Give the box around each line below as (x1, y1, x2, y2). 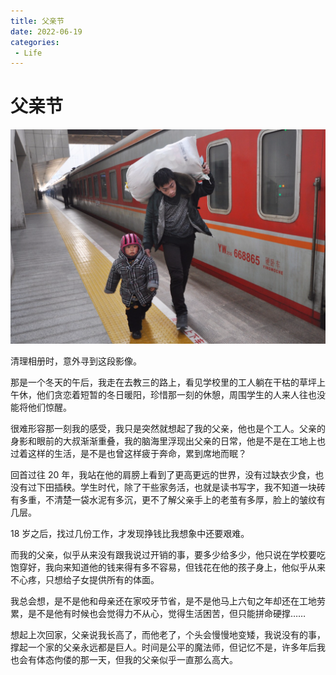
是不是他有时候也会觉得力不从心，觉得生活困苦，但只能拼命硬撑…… (27, 607, 307, 619)
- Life (14, 48, 43, 58)
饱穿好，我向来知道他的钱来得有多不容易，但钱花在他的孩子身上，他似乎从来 (10, 561, 326, 573)
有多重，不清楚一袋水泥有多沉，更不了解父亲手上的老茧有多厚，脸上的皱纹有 (10, 493, 326, 505)
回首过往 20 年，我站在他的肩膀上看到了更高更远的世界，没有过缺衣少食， (10, 468, 316, 480)
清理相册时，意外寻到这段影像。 (10, 355, 142, 367)
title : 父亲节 (10, 16, 65, 26)
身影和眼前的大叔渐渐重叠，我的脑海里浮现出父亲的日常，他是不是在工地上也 (10, 435, 326, 447)
